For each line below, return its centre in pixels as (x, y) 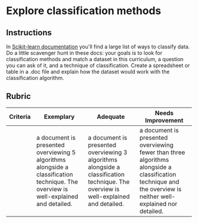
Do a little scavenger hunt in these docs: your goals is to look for (84, 53)
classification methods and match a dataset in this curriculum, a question (95, 59)
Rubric (19, 96)
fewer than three (162, 152)
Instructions (29, 33)
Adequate (111, 117)
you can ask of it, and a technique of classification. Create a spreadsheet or (98, 65)
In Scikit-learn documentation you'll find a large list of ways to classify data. (98, 46)
